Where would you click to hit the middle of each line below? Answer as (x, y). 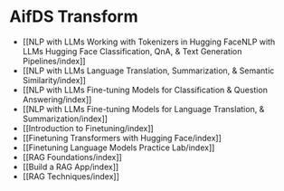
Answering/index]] (57, 99)
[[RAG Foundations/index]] (72, 157)
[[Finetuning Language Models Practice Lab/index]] (118, 148)
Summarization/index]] (65, 119)
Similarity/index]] (54, 80)
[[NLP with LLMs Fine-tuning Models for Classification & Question (145, 90)
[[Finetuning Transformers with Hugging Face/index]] (122, 138)
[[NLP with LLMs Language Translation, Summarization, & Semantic (148, 71)
